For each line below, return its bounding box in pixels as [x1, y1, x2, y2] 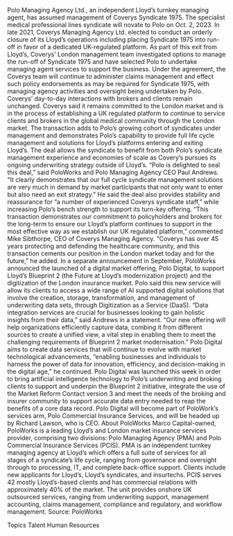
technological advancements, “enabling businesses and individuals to [7, 353, 206, 360]
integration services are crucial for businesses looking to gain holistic [7, 308, 205, 317]
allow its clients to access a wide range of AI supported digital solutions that [7, 286, 225, 294]
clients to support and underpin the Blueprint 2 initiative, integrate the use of [7, 382, 225, 390]
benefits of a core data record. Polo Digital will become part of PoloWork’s [7, 404, 218, 412]
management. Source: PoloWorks [7, 508, 103, 516]
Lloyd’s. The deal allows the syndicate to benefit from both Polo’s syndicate [7, 146, 223, 154]
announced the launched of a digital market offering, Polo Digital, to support [7, 264, 225, 272]
